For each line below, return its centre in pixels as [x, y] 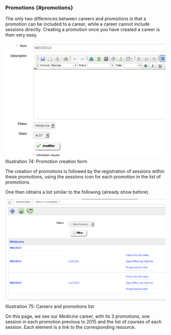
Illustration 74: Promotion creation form [46, 162]
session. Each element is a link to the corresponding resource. [70, 327]
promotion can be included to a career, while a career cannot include [78, 24]
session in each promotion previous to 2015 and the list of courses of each [83, 322]
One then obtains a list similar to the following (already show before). [77, 192]
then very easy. [22, 35]
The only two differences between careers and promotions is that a [76, 19]
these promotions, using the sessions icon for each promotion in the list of [83, 177]
